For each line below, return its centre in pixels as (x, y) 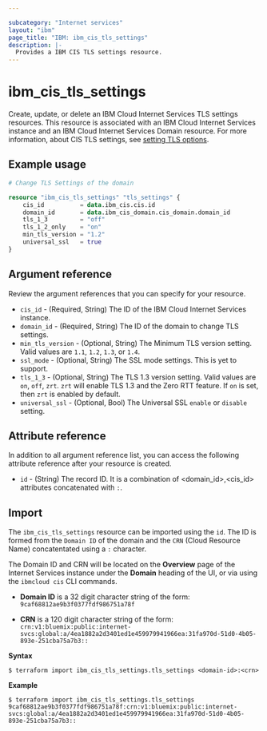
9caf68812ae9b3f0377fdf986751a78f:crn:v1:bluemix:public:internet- (123, 707)
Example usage (47, 165)
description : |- (35, 45)
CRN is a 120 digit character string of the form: (97, 619)
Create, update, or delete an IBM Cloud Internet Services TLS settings (123, 114)
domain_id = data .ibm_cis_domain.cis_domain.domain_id (126, 213)
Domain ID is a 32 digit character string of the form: (105, 597)
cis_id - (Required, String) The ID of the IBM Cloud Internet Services (133, 309)
